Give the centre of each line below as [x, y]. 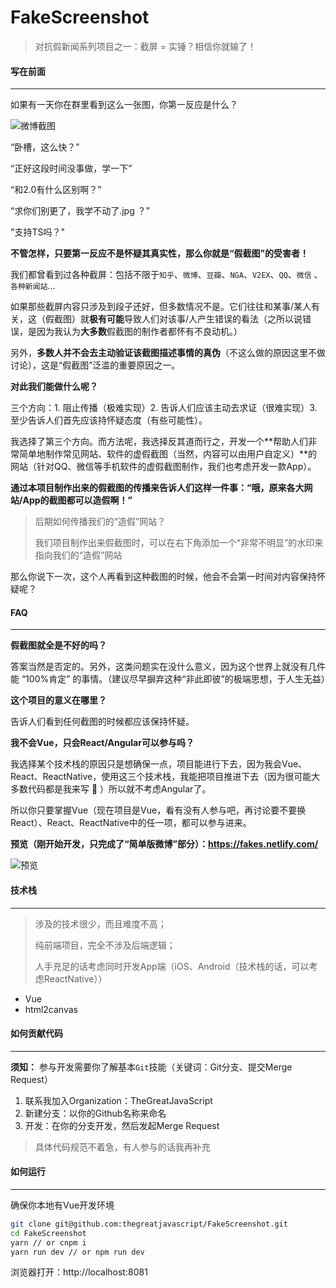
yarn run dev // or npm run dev [77, 1252]
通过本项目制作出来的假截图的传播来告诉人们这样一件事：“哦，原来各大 [157, 488]
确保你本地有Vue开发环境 [62, 1205]
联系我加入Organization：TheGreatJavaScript [118, 1100]
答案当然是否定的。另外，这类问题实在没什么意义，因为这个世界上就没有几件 [168, 667]
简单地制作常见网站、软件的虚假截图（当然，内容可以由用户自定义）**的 [168, 454]
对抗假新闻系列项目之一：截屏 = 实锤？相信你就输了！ [145, 46]
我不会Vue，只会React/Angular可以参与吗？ [102, 743]
